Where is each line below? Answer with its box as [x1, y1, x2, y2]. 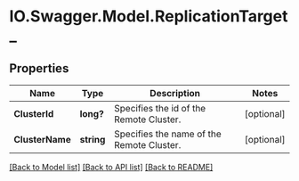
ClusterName [13, 134, 71, 145]
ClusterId [13, 108, 54, 119]
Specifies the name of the [114, 128, 222, 140]
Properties [9, 61, 69, 76]
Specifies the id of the [114, 103, 206, 114]
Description [149, 87, 201, 99]
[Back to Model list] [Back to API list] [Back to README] [9, 162, 214, 172]
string [79, 134, 106, 145]
